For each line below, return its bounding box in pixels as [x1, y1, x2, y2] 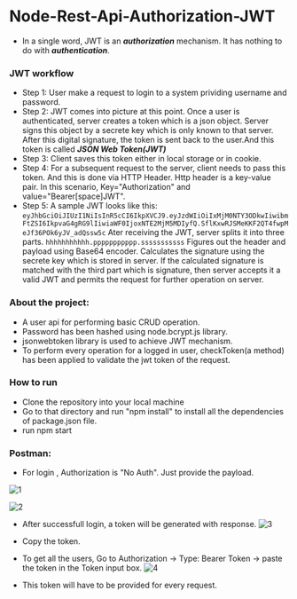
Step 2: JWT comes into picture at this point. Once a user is [21, 106, 240, 117]
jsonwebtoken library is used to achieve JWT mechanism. [21, 335, 233, 346]
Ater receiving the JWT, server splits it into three [107, 227, 285, 238]
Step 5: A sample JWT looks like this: [21, 201, 158, 211]
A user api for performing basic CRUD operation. [21, 317, 200, 327]
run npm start [21, 424, 73, 436]
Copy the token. [21, 536, 82, 547]
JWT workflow [9, 67, 74, 79]
